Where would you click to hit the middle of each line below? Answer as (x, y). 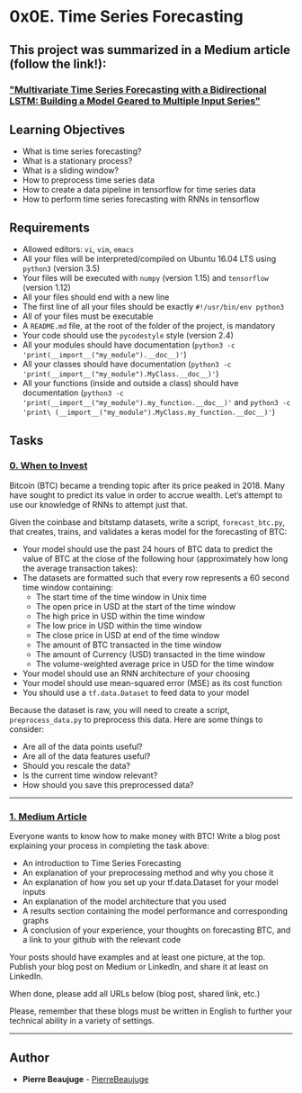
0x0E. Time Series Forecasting (127, 17)
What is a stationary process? (77, 161)
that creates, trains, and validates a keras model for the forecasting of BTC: (148, 531)
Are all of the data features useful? (86, 756)
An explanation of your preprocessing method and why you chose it (148, 873)
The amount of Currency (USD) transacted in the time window (151, 654)
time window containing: (68, 587)
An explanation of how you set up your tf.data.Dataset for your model (150, 882)
